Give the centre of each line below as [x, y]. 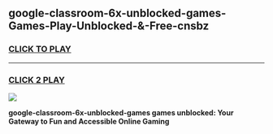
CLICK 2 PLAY [37, 80]
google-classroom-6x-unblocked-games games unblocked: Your [121, 112]
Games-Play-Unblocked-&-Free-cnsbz [109, 26]
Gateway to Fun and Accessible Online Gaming [89, 121]
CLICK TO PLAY [40, 50]
